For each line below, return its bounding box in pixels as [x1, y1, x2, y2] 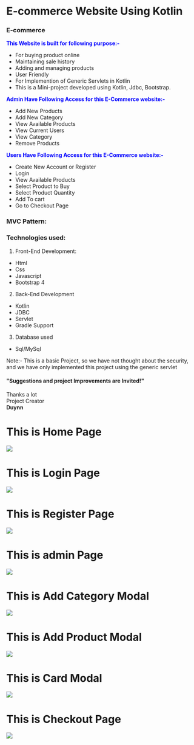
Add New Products [15, 108, 62, 115]
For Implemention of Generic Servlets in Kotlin [15, 77, 130, 85]
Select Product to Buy [15, 182, 70, 190]
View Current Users [15, 126, 65, 134]
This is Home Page [6, 425, 102, 439]
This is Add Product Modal [6, 630, 142, 644]
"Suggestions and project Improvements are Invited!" [6, 377, 144, 384]
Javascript [15, 272, 42, 279]
